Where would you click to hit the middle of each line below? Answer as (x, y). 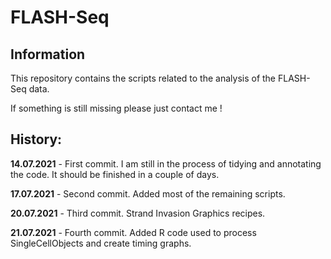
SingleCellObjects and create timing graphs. (101, 243)
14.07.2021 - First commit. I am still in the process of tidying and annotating (166, 163)
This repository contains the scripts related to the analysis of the (143, 78)
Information (48, 54)
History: (36, 139)
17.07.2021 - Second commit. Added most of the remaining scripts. (148, 193)
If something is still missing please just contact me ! (116, 108)
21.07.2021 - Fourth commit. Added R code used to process (133, 232)
